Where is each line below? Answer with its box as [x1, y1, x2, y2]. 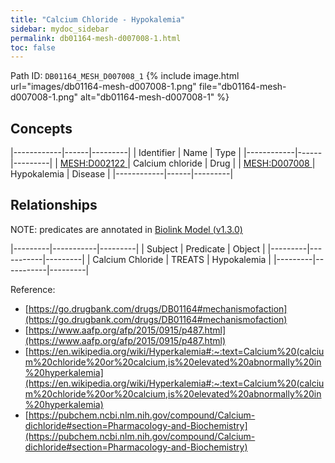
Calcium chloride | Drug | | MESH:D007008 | [132, 157, 316, 170]
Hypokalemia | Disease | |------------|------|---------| [10, 168, 234, 180]
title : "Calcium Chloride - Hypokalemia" [10, 14, 186, 25]
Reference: [10, 283, 56, 295]
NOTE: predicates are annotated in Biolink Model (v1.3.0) [10, 223, 243, 235]
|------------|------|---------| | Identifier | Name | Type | [10, 147, 242, 159]
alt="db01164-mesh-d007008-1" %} [80, 91, 230, 103]
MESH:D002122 [59, 157, 126, 170]
